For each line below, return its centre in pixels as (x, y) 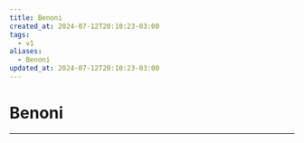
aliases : (26, 52)
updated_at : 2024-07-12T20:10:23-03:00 (85, 69)
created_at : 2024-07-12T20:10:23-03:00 (85, 26)
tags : (19, 34)
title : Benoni (36, 18)
